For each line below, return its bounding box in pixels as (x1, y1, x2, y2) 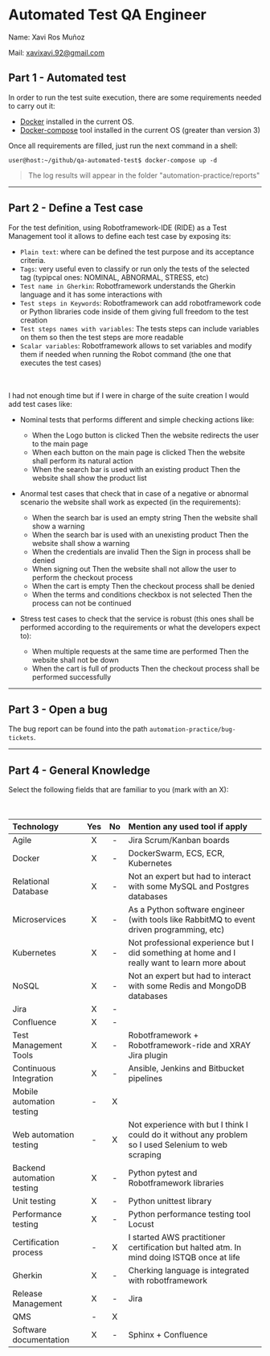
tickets (8, 734, 35, 742)
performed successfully (31, 672, 112, 681)
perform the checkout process (31, 573, 133, 582)
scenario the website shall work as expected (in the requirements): (19, 497, 241, 507)
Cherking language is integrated (128, 1265, 250, 1276)
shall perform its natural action (31, 456, 134, 466)
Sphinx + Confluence (128, 1329, 208, 1341)
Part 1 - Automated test (8, 71, 127, 85)
